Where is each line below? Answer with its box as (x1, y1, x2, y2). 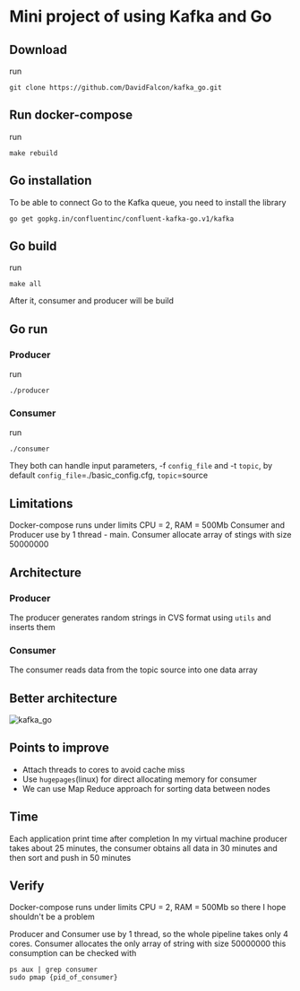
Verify (9, 878, 45, 894)
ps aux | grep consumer (9, 965, 99, 975)
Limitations (9, 495, 73, 511)
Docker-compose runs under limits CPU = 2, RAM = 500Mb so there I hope (9, 902, 287, 913)
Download (9, 42, 67, 57)
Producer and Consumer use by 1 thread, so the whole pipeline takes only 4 (9, 929, 289, 940)
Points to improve (9, 741, 110, 756)
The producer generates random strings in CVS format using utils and (9, 612, 271, 623)
